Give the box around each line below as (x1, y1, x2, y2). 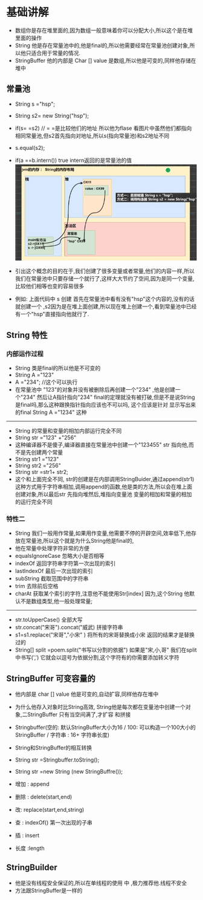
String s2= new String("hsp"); (14, 112, 89, 119)
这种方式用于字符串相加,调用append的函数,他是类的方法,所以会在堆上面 (14, 483, 192, 490)
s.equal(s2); (14, 144, 45, 151)
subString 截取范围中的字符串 (14, 575, 89, 582)
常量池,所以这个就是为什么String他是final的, (25, 537, 134, 545)
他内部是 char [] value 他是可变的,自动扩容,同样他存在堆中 (14, 690, 159, 698)
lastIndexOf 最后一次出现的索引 (14, 568, 93, 575)
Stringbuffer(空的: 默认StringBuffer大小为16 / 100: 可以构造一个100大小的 (14, 724, 196, 731)
